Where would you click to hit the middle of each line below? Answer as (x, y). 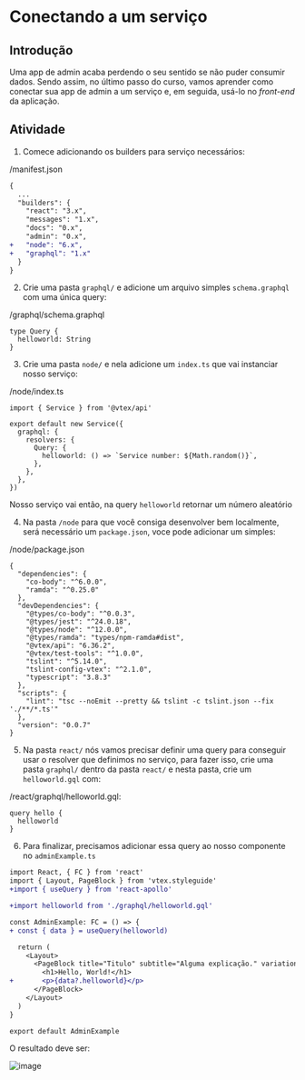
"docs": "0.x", (54, 228)
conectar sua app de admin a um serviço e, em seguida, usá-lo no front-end (152, 91)
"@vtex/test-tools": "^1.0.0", (85, 654)
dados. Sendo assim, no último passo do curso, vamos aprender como (142, 82)
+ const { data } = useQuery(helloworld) (89, 930)
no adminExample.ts (59, 855)
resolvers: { (50, 440)
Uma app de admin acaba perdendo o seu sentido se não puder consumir (148, 72)
